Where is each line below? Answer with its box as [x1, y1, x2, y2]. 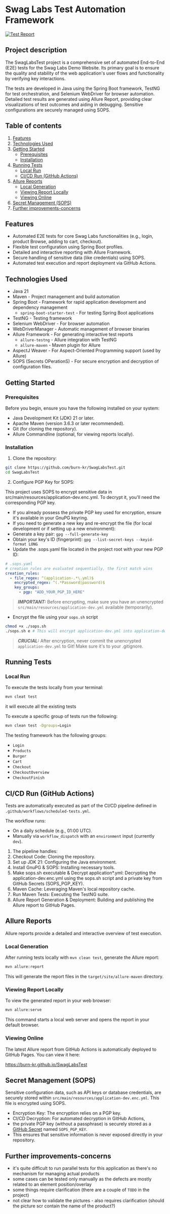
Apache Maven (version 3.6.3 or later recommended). [12, 420, 125, 426]
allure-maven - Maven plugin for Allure [20, 342, 101, 348]
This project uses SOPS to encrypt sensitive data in [5, 488, 112, 495]
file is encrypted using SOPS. [5, 1100, 66, 1106]
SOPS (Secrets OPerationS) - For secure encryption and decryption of [12, 359, 159, 365]
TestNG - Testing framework [12, 315, 72, 322]
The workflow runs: [5, 818, 46, 824]
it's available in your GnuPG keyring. [12, 515, 89, 521]
